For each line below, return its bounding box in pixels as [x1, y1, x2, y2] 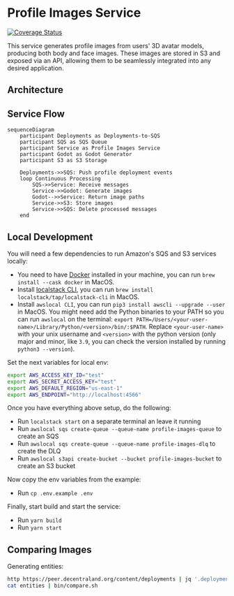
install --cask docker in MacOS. [17, 277, 115, 286]
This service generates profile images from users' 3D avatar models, [7, 41, 204, 50]
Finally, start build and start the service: [7, 502, 120, 511]
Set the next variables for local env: [7, 358, 109, 366]
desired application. [7, 64, 64, 72]
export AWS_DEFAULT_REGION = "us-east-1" [7, 384, 123, 392]
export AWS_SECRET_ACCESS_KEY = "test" [7, 378, 117, 385]
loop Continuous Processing [19, 175, 101, 182]
